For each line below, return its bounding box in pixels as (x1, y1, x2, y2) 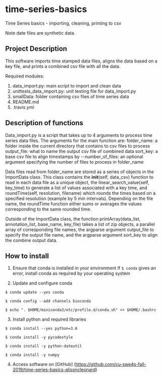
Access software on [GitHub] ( (12, 361, 76, 367)
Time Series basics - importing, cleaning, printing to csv (5, 20, 122, 26)
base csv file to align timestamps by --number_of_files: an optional (5, 154, 143, 160)
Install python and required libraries (12, 316, 87, 323)
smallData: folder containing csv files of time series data (12, 93, 129, 99)
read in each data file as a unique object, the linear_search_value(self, (5, 179, 149, 185)
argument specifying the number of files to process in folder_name (5, 159, 144, 165)
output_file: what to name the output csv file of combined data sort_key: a (5, 148, 158, 154)
